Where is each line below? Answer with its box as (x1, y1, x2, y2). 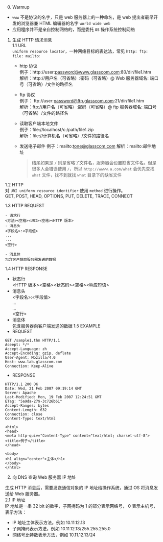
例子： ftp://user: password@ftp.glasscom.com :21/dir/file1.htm (19, 98, 144, 103)
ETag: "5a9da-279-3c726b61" (5, 399, 63, 404)
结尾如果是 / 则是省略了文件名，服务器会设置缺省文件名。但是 (31, 160, 157, 166)
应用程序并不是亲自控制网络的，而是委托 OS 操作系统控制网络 (12, 26, 135, 32)
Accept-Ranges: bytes (5, 403, 49, 408)
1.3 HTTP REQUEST (5, 203, 45, 208)
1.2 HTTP (5, 182, 23, 188)
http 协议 (19, 63, 38, 69)
